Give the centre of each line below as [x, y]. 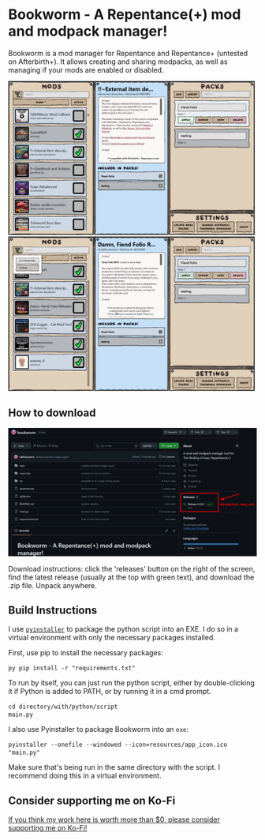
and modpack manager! [88, 31]
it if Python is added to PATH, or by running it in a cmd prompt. [110, 692]
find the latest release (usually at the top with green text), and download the [131, 577]
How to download [52, 413]
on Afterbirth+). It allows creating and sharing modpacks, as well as [118, 62]
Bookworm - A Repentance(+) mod [125, 15]
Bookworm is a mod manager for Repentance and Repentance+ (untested [128, 53]
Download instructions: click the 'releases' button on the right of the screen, [132, 568]
